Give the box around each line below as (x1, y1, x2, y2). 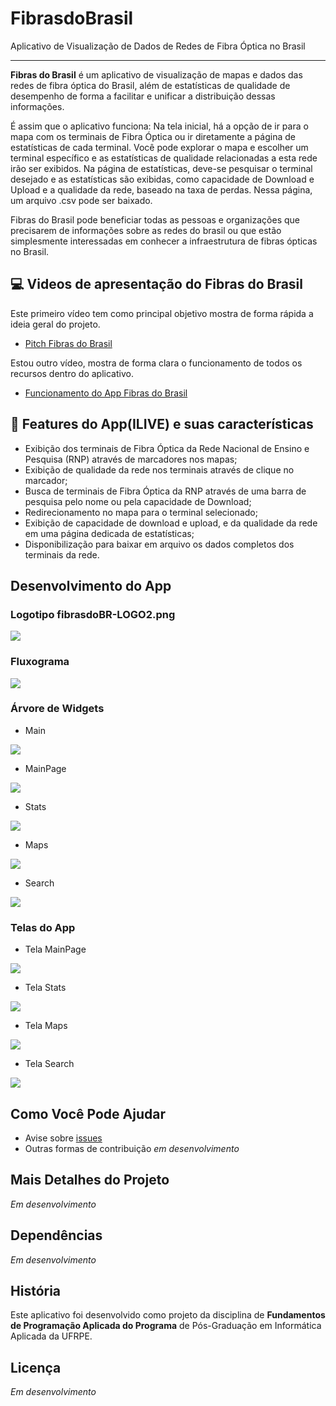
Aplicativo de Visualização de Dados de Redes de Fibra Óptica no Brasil (10, 40, 306, 52)
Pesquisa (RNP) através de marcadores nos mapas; (24, 453, 238, 465)
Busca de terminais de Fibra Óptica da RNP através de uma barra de (24, 485, 307, 497)
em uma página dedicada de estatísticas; (24, 527, 195, 539)
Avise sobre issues (24, 1132, 103, 1144)
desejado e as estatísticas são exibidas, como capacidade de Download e (10, 173, 315, 185)
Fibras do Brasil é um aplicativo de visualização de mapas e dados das (10, 68, 303, 81)
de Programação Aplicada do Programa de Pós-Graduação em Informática (10, 1320, 322, 1332)
